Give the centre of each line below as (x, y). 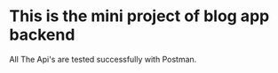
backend (42, 35)
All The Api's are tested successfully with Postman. (103, 59)
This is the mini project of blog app (139, 16)
